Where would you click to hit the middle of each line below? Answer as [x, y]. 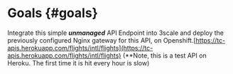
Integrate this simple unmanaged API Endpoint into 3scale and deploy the [116, 33]
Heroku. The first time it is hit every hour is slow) [78, 63]
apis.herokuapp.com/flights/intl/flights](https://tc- [80, 48]
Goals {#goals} [53, 13]
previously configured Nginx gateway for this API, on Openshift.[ [102, 40]
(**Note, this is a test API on [165, 55]
